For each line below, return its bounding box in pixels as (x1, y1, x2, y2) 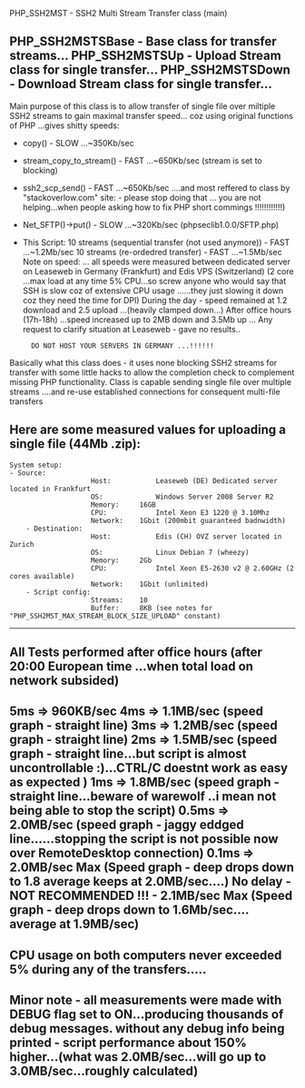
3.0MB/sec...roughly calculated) (9, 1063, 199, 1079)
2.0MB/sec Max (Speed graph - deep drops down (9, 860, 295, 875)
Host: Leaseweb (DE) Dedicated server (90, 476, 279, 485)
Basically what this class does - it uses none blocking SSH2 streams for (9, 357, 278, 368)
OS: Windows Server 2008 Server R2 (90, 492, 274, 501)
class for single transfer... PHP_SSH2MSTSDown (9, 63, 290, 78)
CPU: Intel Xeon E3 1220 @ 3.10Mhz (90, 508, 271, 517)
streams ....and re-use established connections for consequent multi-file (9, 386, 280, 397)
